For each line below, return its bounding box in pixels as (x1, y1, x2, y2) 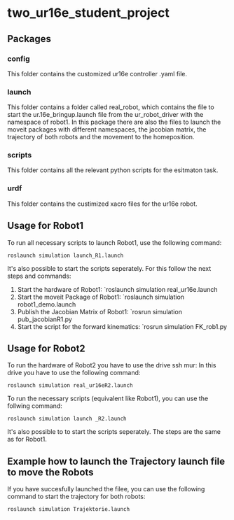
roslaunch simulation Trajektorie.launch (7, 506, 130, 513)
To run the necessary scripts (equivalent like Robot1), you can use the (7, 394, 209, 403)
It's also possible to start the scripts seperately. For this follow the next (7, 264, 212, 272)
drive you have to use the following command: (7, 369, 141, 377)
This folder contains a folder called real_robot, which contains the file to (7, 103, 215, 111)
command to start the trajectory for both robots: (7, 492, 146, 501)
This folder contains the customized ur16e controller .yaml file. (7, 69, 188, 78)
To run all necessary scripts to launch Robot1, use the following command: (7, 238, 222, 246)
